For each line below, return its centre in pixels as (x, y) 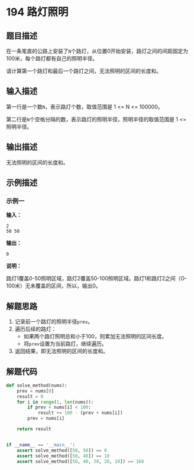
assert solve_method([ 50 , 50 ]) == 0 (62, 450)
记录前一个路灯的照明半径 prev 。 (54, 322)
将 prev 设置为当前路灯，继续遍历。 (65, 344)
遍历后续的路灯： (35, 329)
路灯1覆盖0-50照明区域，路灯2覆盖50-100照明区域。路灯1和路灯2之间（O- (97, 279)
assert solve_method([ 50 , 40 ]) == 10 (63, 456)
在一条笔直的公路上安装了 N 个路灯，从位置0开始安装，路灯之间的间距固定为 (97, 51)
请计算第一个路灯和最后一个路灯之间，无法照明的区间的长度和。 (84, 71)
